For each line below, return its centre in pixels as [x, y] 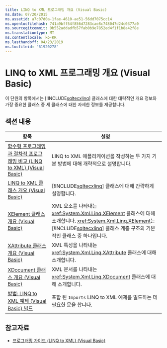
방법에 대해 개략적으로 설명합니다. [94, 164]
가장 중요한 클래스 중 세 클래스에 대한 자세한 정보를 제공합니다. [65, 104]
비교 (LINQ [30, 161]
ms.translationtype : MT [30, 33]
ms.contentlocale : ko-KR [31, 38]
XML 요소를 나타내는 [74, 206]
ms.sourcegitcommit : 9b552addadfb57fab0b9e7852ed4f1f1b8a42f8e [72, 28]
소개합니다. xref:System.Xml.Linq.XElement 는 [103, 221]
